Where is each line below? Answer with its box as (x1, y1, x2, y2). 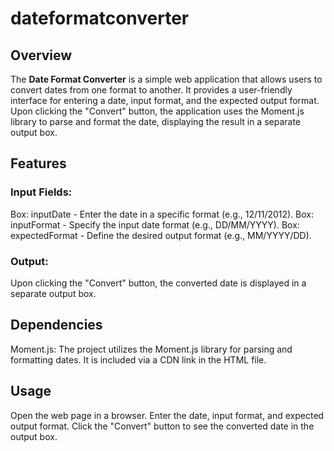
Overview (10, 47, 73, 64)
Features (10, 155, 67, 172)
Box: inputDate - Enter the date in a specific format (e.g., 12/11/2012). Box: (10, 208, 315, 220)
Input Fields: (10, 185, 73, 199)
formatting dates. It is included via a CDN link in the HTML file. (10, 353, 267, 366)
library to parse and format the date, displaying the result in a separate (10, 116, 302, 127)
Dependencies (10, 317, 103, 334)
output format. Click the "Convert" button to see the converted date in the (10, 420, 315, 432)
